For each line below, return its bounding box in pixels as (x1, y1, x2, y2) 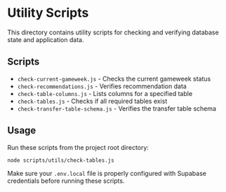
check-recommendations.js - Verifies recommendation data (17, 82, 187, 90)
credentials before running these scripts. (7, 177, 125, 185)
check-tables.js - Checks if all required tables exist (17, 97, 168, 105)
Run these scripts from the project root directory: (7, 143, 149, 151)
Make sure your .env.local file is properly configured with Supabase (7, 170, 207, 178)
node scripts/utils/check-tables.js (7, 156, 114, 164)
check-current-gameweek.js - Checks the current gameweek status (17, 74, 211, 83)
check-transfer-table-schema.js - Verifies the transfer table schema (17, 104, 216, 113)
